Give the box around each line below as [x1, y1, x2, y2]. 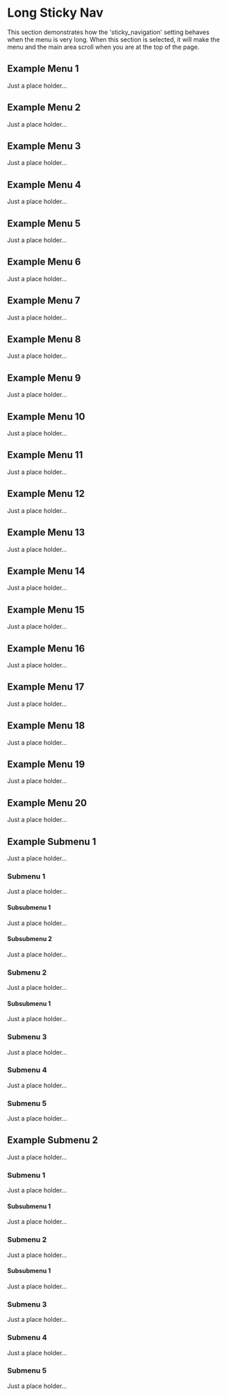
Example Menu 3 [7, 140, 81, 152]
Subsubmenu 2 [7, 935, 52, 943]
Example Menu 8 [7, 333, 81, 345]
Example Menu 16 [7, 642, 85, 654]
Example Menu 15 [7, 603, 85, 615]
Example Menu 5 [7, 217, 81, 229]
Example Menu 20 [7, 797, 87, 809]
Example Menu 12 [7, 488, 85, 500]
